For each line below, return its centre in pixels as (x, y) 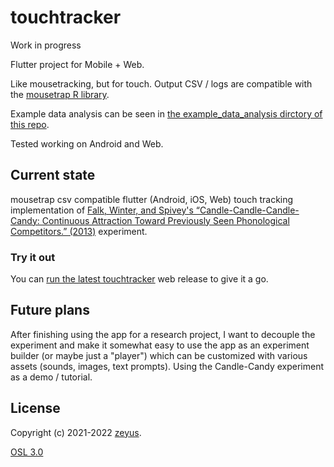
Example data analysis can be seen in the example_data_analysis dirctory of (166, 113)
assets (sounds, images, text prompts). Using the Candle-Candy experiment (167, 366)
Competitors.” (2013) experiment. (79, 231)
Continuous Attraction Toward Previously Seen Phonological (165, 220)
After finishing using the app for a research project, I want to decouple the (163, 334)
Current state (53, 175)
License (35, 408)
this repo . (30, 124)
